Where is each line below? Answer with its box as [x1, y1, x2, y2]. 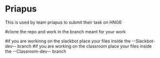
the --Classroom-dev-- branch [5, 48, 66, 54]
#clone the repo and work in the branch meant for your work [5, 29, 126, 34]
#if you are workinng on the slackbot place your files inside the [5, 38, 131, 44]
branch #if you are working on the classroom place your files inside [17, 43, 152, 49]
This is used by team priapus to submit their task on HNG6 [5, 19, 122, 25]
